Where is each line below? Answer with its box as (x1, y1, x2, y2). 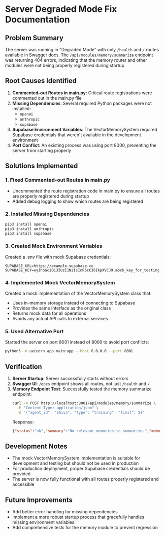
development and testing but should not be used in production (12, 460, 139, 466)
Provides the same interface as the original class (12, 305, 111, 311)
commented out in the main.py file (12, 95, 82, 101)
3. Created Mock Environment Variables (5, 243, 102, 250)
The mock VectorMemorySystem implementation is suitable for (12, 455, 141, 461)
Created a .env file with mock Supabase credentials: (5, 254, 111, 260)
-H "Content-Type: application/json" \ (17, 405, 99, 410)
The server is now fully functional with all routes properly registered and (12, 476, 159, 482)
